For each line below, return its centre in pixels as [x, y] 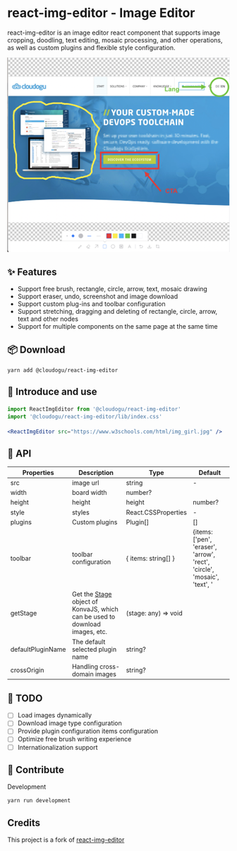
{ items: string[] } [150, 558]
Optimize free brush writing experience [74, 739]
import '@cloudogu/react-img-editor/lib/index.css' [85, 416]
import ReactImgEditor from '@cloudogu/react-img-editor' [94, 409]
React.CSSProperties [156, 512]
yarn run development [39, 801]
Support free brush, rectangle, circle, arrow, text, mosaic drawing [113, 289]
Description [96, 472]
